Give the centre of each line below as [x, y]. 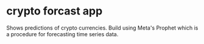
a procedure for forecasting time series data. [62, 34]
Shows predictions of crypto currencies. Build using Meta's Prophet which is [102, 28]
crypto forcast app [55, 11]
